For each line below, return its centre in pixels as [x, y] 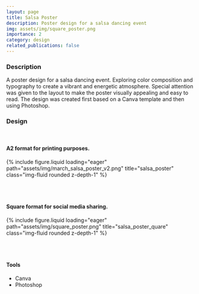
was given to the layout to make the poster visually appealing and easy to [97, 93]
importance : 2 [24, 34]
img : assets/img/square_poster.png [51, 29]
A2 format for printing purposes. [48, 148]
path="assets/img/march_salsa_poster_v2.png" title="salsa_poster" [90, 168]
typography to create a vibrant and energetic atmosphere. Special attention [100, 87]
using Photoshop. [28, 106]
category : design [28, 40]
